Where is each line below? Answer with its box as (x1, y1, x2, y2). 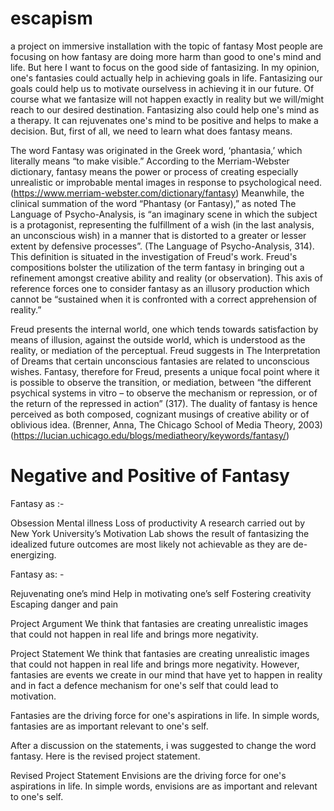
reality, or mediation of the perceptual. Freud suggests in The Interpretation (10, 344, 321, 356)
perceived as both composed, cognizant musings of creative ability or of (10, 408, 310, 420)
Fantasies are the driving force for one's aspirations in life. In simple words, (10, 709, 320, 721)
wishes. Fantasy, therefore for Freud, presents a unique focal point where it (10, 365, 320, 377)
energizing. (10, 548, 57, 561)
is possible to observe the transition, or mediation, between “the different (10, 376, 312, 388)
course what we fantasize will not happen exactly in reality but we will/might (10, 93, 325, 105)
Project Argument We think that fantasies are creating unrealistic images (10, 617, 309, 629)
